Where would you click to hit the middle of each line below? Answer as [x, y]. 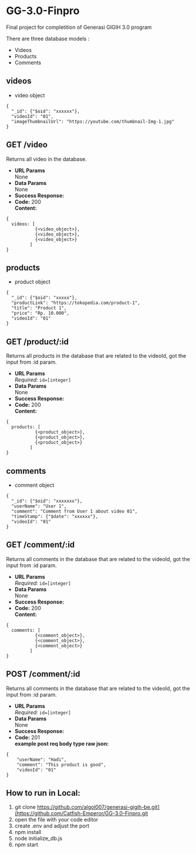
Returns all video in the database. [46, 159]
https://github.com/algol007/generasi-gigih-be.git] [99, 807]
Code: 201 [27, 737]
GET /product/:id [38, 342]
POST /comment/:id [43, 674]
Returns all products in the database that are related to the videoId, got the [96, 356]
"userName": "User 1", [39, 506]
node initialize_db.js [38, 839]
